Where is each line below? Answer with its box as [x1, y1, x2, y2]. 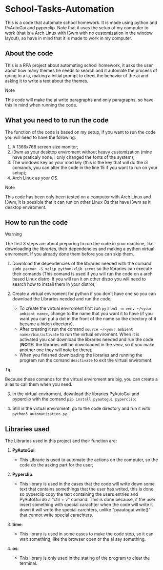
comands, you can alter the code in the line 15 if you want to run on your [12, 165, 158, 170]
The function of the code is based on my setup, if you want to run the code [5, 129, 156, 135]
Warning [5, 231, 22, 237]
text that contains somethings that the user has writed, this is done [19, 486, 154, 492]
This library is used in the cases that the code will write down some [19, 481, 155, 487]
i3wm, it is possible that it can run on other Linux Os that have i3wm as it [5, 199, 151, 205]
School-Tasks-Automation [5, 3, 115, 15]
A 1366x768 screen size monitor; [12, 144, 79, 149]
